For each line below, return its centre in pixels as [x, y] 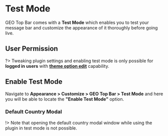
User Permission [32, 49]
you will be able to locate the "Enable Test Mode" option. [65, 99]
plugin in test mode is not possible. [41, 128]
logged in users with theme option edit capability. [57, 66]
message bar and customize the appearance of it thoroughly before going [81, 27]
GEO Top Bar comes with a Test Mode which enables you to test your [77, 22]
